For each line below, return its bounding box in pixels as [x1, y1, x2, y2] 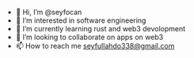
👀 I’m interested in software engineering [15, 16, 146, 25]
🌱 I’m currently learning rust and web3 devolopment [15, 24, 186, 33]
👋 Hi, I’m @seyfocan [15, 8, 82, 16]
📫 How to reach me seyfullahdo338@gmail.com [15, 42, 175, 50]
